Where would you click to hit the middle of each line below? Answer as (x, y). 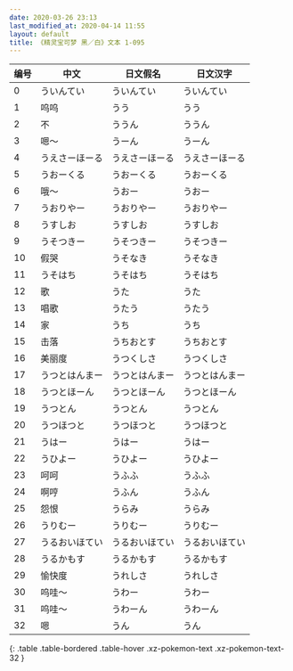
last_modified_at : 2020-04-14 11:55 (77, 26)
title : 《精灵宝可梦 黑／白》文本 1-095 (77, 42)
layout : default (39, 34)
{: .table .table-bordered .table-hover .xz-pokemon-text (111, 649)
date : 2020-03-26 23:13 (53, 17)
